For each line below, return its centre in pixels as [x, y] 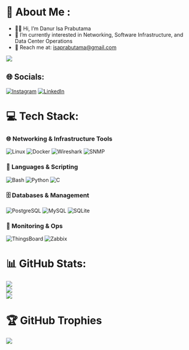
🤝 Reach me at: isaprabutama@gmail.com [66, 47]
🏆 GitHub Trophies [54, 321]
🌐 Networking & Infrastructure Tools [59, 138]
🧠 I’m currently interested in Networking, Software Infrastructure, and [99, 34]
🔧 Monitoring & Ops [35, 226]
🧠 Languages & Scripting [42, 167]
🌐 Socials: [25, 77]
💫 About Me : [38, 12]
